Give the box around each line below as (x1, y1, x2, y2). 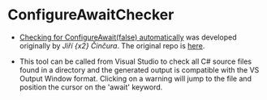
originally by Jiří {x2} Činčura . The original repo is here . (19, 40, 205, 50)
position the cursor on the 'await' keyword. (19, 82, 163, 92)
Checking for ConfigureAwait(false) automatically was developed (19, 32, 237, 42)
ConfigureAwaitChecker (7, 6, 174, 24)
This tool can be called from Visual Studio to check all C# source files (19, 56, 252, 66)
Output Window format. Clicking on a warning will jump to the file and (19, 73, 252, 83)
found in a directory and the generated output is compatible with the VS (19, 65, 260, 74)
